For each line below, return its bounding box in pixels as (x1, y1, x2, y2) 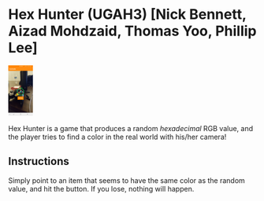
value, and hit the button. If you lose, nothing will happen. (8, 184, 195, 193)
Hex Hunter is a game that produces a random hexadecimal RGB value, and (8, 123, 254, 133)
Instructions (8, 155, 69, 168)
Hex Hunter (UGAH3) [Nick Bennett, (8, 5, 247, 24)
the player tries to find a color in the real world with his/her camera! (8, 132, 227, 141)
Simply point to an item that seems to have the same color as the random (8, 175, 246, 185)
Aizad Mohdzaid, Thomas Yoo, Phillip (8, 22, 257, 40)
